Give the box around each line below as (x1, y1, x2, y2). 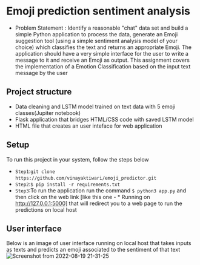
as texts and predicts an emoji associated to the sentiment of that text (6, 246, 181, 254)
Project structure (6, 87, 72, 97)
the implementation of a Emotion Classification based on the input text (15, 62, 191, 70)
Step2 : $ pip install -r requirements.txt (15, 180, 120, 188)
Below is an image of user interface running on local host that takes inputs (6, 240, 192, 247)
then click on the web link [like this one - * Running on (15, 193, 150, 200)
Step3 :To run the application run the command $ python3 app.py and (15, 186, 187, 194)
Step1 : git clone (15, 168, 56, 175)
